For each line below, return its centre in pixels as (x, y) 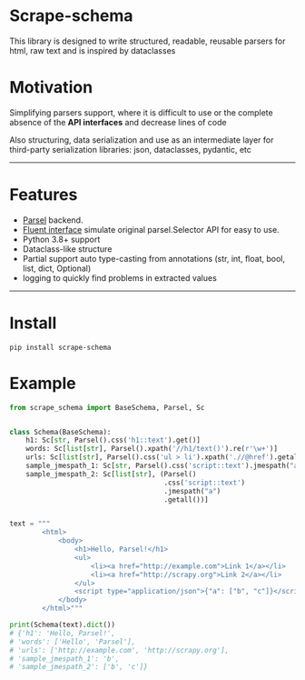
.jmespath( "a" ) (192, 491)
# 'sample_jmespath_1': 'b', (64, 659)
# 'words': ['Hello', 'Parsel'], (73, 642)
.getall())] (186, 500)
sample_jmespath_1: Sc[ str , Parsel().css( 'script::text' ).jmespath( (158, 466)
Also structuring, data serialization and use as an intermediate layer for (142, 140)
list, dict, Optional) (57, 268)
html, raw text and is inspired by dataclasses (93, 50)
